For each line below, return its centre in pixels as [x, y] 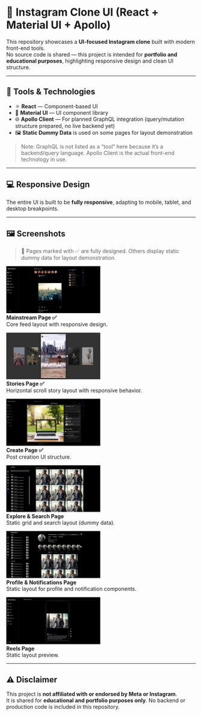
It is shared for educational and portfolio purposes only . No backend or [96, 700]
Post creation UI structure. [39, 457]
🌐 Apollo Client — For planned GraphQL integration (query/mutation [99, 119]
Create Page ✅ [25, 450]
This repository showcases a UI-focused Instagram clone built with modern [101, 41]
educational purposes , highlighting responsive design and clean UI [90, 61]
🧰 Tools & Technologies [51, 92]
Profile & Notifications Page [41, 583]
